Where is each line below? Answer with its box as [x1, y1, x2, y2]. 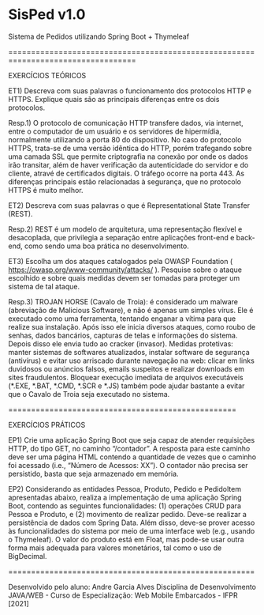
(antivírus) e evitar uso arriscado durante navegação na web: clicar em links [8, 356, 255, 365]
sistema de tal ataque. [8, 281, 80, 291]
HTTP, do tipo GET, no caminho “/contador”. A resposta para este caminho [8, 443, 251, 453]
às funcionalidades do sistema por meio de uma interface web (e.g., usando [8, 526, 255, 535]
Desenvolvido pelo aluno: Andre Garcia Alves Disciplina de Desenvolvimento [8, 582, 256, 591]
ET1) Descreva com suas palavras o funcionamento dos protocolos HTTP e [8, 85, 252, 96]
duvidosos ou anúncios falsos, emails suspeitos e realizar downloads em [8, 364, 245, 373]
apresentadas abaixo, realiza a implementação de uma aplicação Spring [8, 492, 242, 502]
